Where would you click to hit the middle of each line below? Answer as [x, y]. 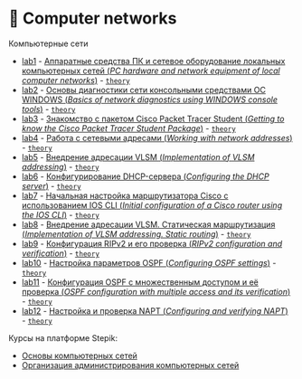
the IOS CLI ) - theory [61, 214]
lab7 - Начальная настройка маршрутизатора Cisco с [125, 195]
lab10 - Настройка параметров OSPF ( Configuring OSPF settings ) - [149, 262]
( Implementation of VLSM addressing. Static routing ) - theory [136, 233]
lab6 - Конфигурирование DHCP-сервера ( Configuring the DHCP [145, 176]
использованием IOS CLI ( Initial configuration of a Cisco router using [151, 205]
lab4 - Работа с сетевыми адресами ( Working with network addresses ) [157, 137]
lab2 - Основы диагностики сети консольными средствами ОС [143, 90]
